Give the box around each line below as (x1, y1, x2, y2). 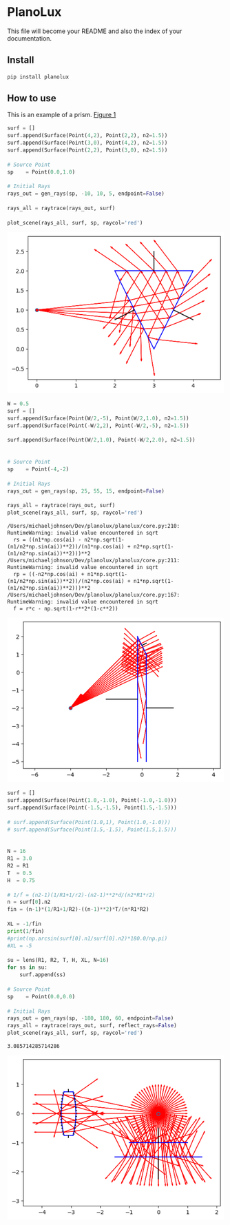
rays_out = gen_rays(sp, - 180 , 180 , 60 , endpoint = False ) (7, 1015, 174, 1022)
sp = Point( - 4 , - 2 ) (7, 466, 70, 473)
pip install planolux (7, 73, 70, 80)
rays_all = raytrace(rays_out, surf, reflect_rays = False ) (7, 1022, 177, 1029)
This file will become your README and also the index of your (7, 27, 182, 35)
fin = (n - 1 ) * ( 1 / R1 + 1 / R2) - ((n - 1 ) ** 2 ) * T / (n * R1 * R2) (7, 906, 149, 913)
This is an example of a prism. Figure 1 (7, 111, 116, 119)
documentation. (7, 34, 52, 42)
